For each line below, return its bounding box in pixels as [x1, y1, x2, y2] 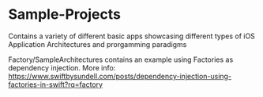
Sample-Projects [8, 5, 121, 23]
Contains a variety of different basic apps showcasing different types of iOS [8, 31, 255, 41]
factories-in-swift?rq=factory [8, 80, 103, 89]
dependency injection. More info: [8, 63, 116, 72]
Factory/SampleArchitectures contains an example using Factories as [8, 55, 234, 64]
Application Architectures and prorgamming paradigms [8, 39, 187, 48]
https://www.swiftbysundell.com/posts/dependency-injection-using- [8, 71, 231, 81]
